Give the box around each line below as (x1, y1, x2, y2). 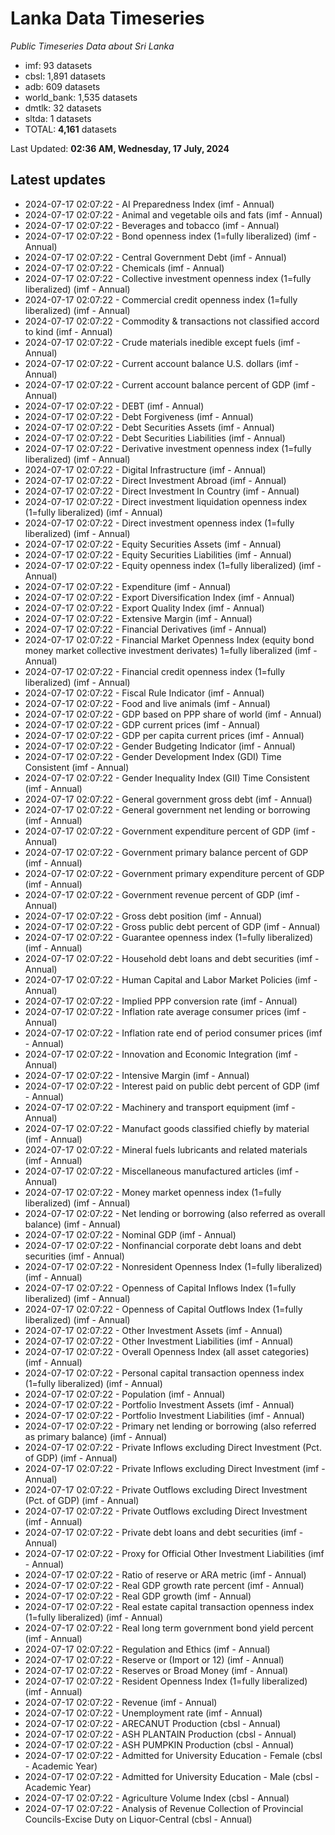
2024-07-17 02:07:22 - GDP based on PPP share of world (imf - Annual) (24, 708, 322, 720)
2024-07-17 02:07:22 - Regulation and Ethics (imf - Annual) (24, 1643, 271, 1655)
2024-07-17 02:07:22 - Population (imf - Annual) (24, 1388, 226, 1400)
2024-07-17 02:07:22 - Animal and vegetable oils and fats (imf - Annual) (24, 208, 323, 221)
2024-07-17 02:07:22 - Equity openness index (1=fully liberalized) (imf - (24, 559, 322, 571)
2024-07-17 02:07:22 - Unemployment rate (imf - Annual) (24, 1707, 263, 1719)
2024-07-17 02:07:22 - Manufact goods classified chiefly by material (24, 1122, 310, 1134)
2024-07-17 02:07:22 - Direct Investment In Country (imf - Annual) (24, 485, 300, 497)
